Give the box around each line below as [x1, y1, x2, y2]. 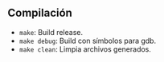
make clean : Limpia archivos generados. [18, 44, 152, 54]
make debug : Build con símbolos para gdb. [18, 36, 157, 45]
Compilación [7, 6, 73, 20]
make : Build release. [18, 27, 84, 37]
